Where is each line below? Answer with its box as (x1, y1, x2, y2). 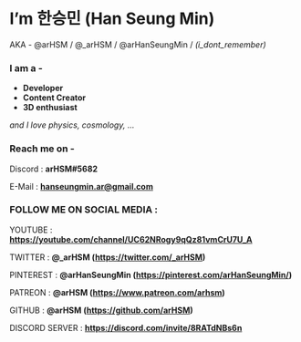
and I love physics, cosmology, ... (9, 119, 135, 130)
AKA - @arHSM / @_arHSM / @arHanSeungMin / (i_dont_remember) (9, 38, 266, 50)
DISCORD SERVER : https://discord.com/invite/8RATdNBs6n (9, 322, 243, 333)
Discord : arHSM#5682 (9, 163, 99, 174)
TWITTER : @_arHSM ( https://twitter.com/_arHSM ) (9, 252, 206, 263)
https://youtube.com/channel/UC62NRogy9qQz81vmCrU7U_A (9, 233, 253, 244)
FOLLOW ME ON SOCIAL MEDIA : (9, 203, 158, 216)
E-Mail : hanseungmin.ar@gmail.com (9, 181, 153, 192)
